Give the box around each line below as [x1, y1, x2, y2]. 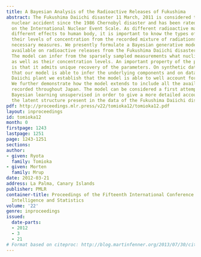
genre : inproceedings [6, 208, 60, 215]
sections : [6, 141, 31, 148]
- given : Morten [6, 164, 47, 170]
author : [6, 147, 26, 153]
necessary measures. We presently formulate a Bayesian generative [11, 42, 184, 48]
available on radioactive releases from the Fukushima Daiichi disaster [11, 48, 197, 54]
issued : [6, 214, 26, 220]
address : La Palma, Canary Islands [6, 181, 95, 187]
